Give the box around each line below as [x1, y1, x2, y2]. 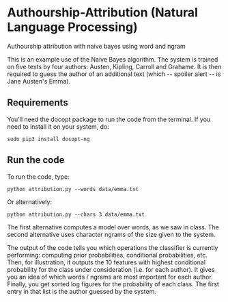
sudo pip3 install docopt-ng [7, 136, 90, 142]
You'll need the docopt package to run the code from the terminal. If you [7, 115, 211, 123]
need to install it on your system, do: [7, 122, 109, 131]
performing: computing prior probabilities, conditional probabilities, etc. [7, 251, 208, 259]
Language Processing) [7, 19, 138, 35]
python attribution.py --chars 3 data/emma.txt [7, 211, 145, 218]
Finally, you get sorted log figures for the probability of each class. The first [7, 279, 220, 288]
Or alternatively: [7, 197, 53, 206]
